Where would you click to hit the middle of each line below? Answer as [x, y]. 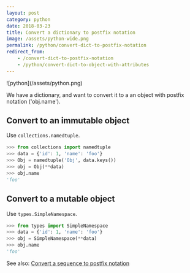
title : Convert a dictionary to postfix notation [71, 33]
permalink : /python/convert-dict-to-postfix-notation [77, 45]
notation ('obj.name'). [33, 101]
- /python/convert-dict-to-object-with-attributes [83, 64]
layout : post [23, 13]
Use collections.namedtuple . [43, 136]
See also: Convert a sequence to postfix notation [68, 263]
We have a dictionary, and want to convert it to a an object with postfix [95, 94]
